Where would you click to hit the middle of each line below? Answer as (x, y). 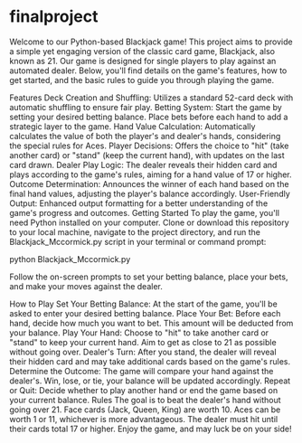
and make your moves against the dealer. (86, 286)
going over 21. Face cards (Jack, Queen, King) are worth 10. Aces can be (145, 410)
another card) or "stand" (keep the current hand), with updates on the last (147, 155)
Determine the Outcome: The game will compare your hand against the (142, 371)
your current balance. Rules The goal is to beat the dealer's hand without (146, 400)
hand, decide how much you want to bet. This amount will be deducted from (151, 323)
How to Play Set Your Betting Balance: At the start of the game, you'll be (143, 304)
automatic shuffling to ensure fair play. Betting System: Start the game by (146, 107)
